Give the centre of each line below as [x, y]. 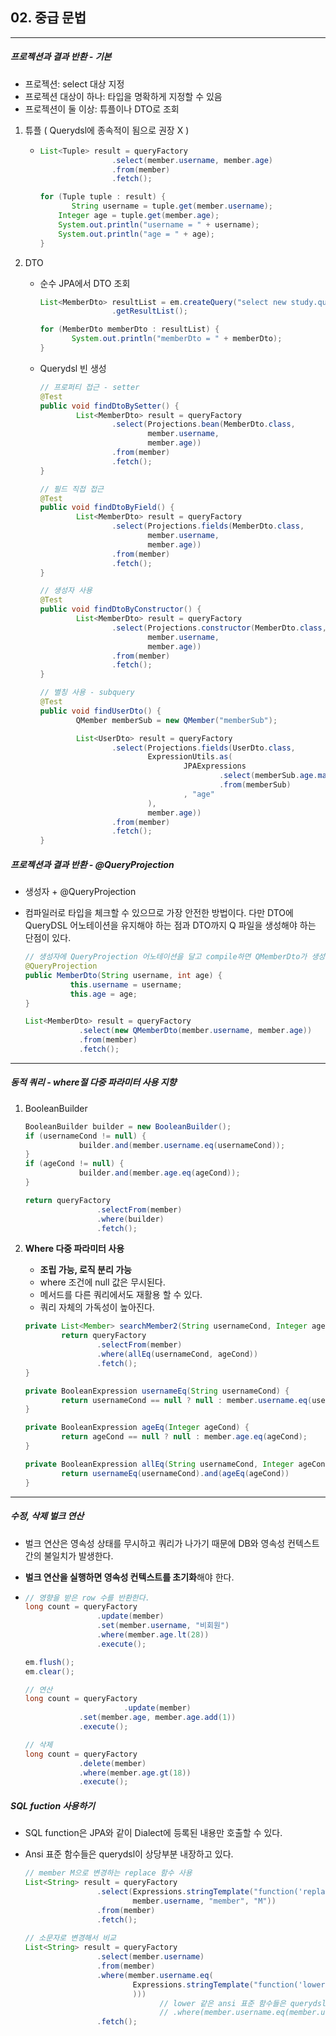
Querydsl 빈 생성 [73, 368]
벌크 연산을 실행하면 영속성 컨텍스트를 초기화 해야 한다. [129, 1577]
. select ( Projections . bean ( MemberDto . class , [203, 424]
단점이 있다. [48, 938]
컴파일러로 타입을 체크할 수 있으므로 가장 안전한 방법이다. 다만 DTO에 [159, 913]
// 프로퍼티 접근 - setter [89, 387]
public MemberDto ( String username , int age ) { [123, 975]
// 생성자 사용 [66, 591]
